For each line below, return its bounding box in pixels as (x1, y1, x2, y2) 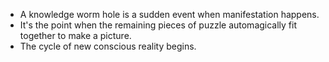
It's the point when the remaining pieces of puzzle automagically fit (19, 19, 298, 31)
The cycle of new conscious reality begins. (19, 40, 197, 52)
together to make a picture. (19, 30, 132, 41)
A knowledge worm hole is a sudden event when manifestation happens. (19, 9, 320, 20)
